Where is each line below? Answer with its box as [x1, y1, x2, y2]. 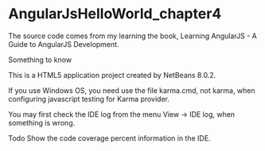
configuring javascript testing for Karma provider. [8, 94, 170, 103]
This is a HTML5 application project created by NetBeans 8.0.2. [8, 70, 216, 79]
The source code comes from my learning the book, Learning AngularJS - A [8, 31, 257, 41]
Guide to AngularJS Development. [8, 39, 119, 48]
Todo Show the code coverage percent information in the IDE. [8, 133, 211, 143]
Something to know [8, 55, 72, 64]
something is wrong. [8, 118, 76, 127]
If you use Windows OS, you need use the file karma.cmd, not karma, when [8, 85, 256, 95]
